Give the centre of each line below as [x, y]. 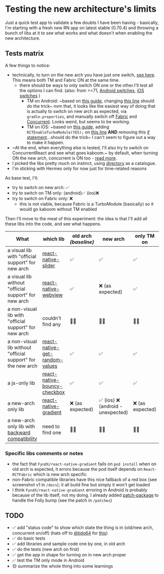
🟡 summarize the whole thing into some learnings [62, 566]
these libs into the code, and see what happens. [53, 224]
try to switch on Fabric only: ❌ [42, 198]
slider [49, 265]
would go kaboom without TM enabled [58, 209]
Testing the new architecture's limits [81, 9]
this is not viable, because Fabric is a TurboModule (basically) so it [86, 204]
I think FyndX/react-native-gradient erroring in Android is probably [80, 490]
